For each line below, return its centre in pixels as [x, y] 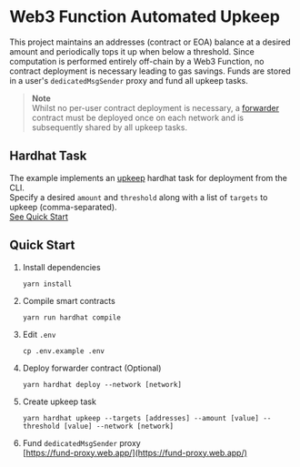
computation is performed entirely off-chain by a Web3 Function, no [137, 61]
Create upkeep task [60, 401]
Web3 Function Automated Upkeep [145, 17]
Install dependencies [62, 267]
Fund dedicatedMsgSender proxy [81, 442]
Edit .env [39, 334]
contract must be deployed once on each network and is [137, 117]
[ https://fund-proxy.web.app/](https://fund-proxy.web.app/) [135, 452]
